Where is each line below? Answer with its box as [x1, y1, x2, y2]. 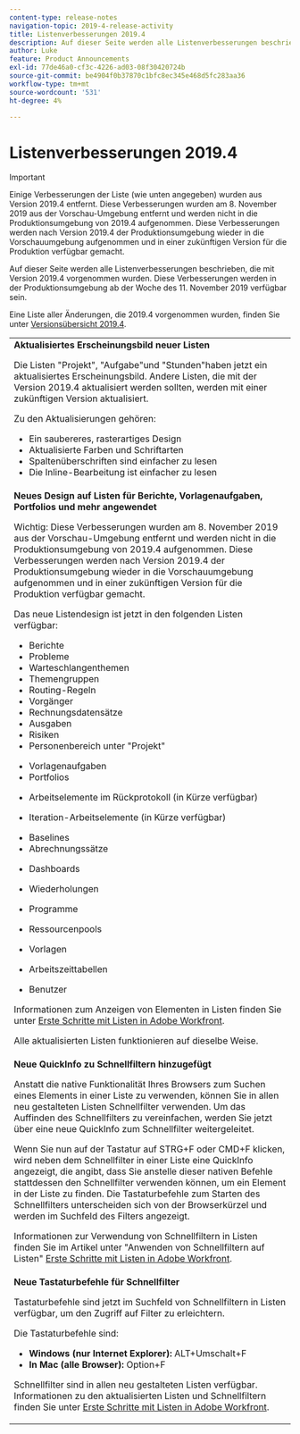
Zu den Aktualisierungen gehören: [13, 413, 156, 425]
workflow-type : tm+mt [9, 80, 90, 88]
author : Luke [9, 46, 58, 55]
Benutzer [29, 984, 68, 996]
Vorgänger [29, 695, 74, 708]
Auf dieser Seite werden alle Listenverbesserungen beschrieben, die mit [9, 264, 275, 274]
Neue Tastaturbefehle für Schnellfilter [13, 1276, 180, 1288]
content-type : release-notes [9, 13, 118, 22]
